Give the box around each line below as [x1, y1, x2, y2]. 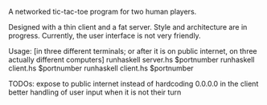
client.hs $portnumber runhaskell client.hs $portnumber [8, 63, 195, 73]
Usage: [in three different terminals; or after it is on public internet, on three [8, 46, 257, 55]
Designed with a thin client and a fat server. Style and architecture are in [8, 22, 248, 31]
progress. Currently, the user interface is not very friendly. [8, 31, 201, 40]
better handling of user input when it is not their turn [8, 87, 182, 97]
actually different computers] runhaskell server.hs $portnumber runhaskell [8, 55, 255, 64]
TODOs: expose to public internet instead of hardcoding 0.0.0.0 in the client [8, 79, 259, 88]
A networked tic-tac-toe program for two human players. [8, 7, 197, 16]
